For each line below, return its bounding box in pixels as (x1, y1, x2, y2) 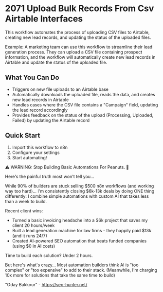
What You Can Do (5, 73, 59, 82)
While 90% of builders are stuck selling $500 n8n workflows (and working (5, 183, 154, 189)
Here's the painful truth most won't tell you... (5, 173, 94, 179)
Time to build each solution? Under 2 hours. (5, 252, 93, 258)
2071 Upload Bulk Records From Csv (5, 3, 154, 14)
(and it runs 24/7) (12, 233, 48, 239)
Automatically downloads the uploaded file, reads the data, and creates (12, 91, 156, 97)
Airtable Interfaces (5, 13, 83, 24)
